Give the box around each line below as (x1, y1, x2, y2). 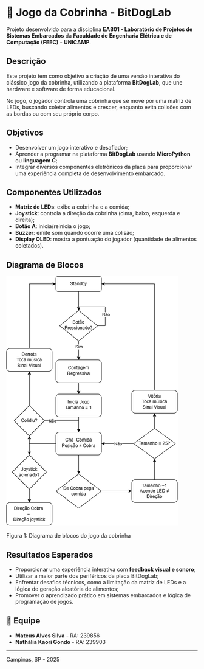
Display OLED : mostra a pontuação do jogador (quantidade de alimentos (15, 235, 197, 243)
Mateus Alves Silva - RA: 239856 (15, 632, 100, 639)
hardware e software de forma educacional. (6, 85, 116, 92)
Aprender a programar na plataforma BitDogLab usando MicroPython (15, 150, 191, 158)
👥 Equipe (6, 615, 41, 626)
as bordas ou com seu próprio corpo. (6, 109, 100, 117)
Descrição (6, 56, 46, 66)
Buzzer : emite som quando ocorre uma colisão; (15, 229, 135, 237)
